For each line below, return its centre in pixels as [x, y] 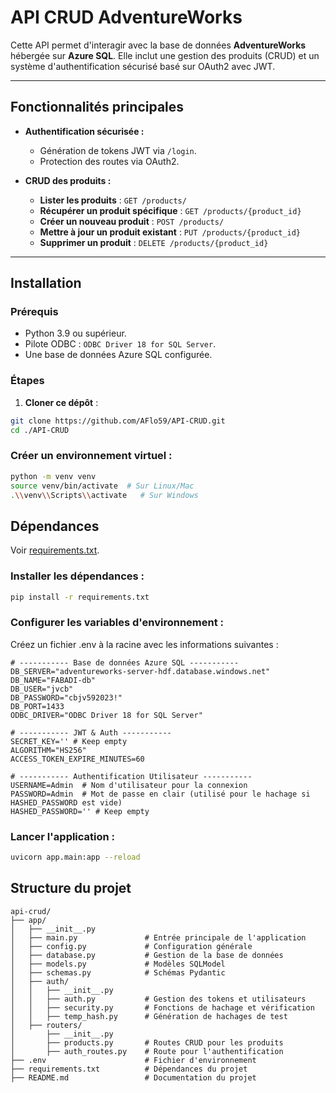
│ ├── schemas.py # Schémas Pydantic [118, 972]
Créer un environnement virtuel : [91, 456]
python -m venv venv [53, 476]
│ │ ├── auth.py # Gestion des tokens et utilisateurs [158, 999]
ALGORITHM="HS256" [48, 750]
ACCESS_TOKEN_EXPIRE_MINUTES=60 [77, 759]
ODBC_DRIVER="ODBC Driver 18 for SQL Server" [106, 715]
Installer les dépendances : [77, 576]
